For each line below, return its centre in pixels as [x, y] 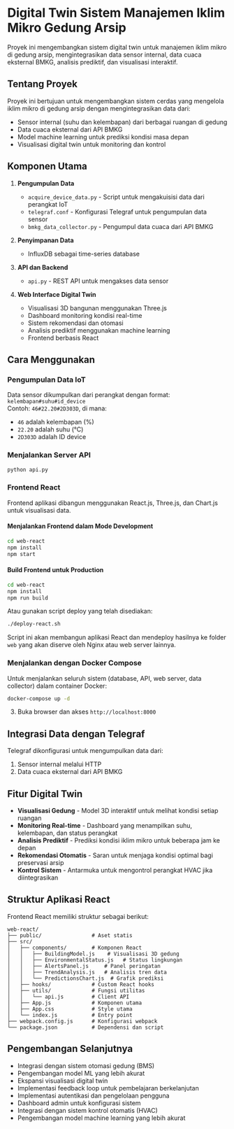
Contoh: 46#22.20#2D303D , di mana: [57, 408]
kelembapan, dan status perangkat [67, 833]
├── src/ [20, 941]
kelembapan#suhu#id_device [46, 402]
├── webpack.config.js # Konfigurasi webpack [82, 1021]
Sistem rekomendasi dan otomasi [75, 323]
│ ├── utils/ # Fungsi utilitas [76, 990]
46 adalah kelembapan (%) [56, 422]
